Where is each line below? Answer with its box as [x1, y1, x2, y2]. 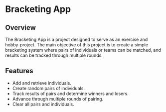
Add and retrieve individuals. [12, 80, 71, 86]
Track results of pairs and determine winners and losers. [12, 91, 129, 97]
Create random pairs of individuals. [12, 85, 85, 91]
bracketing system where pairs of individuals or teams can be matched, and [5, 47, 161, 53]
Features [5, 67, 33, 75]
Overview [5, 23, 36, 32]
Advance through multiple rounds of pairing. [12, 96, 104, 102]
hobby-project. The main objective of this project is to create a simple [5, 42, 149, 48]
